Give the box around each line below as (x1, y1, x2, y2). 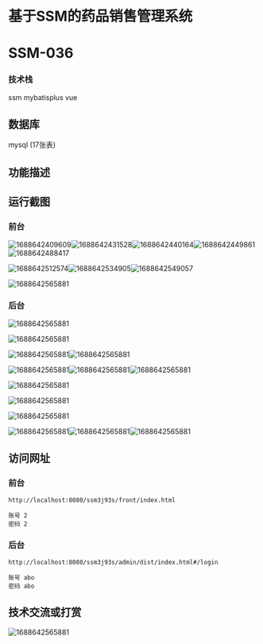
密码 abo (8, 582, 35, 590)
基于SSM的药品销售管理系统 (8, 7, 193, 25)
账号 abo (8, 573, 35, 581)
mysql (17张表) (8, 140, 56, 149)
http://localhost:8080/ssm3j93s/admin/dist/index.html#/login (8, 558, 219, 566)
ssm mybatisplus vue (8, 92, 78, 102)
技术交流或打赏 (8, 606, 82, 619)
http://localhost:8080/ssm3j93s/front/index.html (8, 496, 176, 504)
